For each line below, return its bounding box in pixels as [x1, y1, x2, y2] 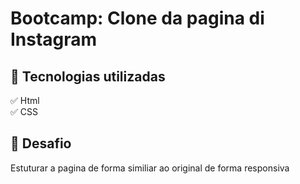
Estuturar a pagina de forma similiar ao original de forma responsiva [10, 162, 290, 174]
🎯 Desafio [10, 135, 72, 152]
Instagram [10, 28, 98, 51]
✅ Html [10, 95, 40, 106]
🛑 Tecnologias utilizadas [10, 68, 166, 85]
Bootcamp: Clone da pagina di [10, 7, 265, 30]
